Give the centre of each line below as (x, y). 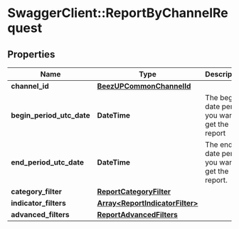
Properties (31, 54)
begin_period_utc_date (51, 115)
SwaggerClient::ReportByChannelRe (118, 13)
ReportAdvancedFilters (137, 214)
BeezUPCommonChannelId (144, 86)
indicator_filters (38, 203)
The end (219, 145)
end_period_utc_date (47, 162)
